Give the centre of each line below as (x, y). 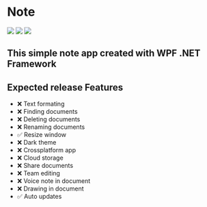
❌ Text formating (41, 104)
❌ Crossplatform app (46, 150)
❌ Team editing (38, 173)
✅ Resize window (42, 135)
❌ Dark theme (37, 143)
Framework (32, 64)
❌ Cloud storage (40, 158)
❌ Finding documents (47, 112)
